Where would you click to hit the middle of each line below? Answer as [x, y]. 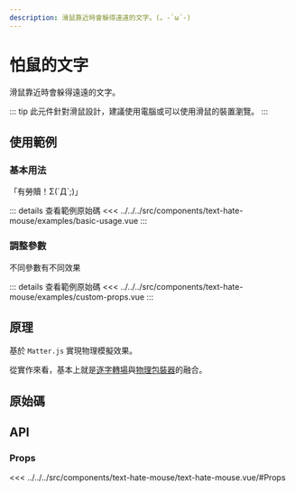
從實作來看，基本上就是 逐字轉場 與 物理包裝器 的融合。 [108, 370]
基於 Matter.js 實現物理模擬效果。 [74, 351]
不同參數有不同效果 [45, 267]
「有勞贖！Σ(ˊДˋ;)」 [46, 191]
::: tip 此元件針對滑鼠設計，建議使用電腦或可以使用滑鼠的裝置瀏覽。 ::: [139, 111]
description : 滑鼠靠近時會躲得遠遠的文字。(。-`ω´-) [100, 18]
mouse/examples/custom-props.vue [77, 297]
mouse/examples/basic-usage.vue [74, 221]
